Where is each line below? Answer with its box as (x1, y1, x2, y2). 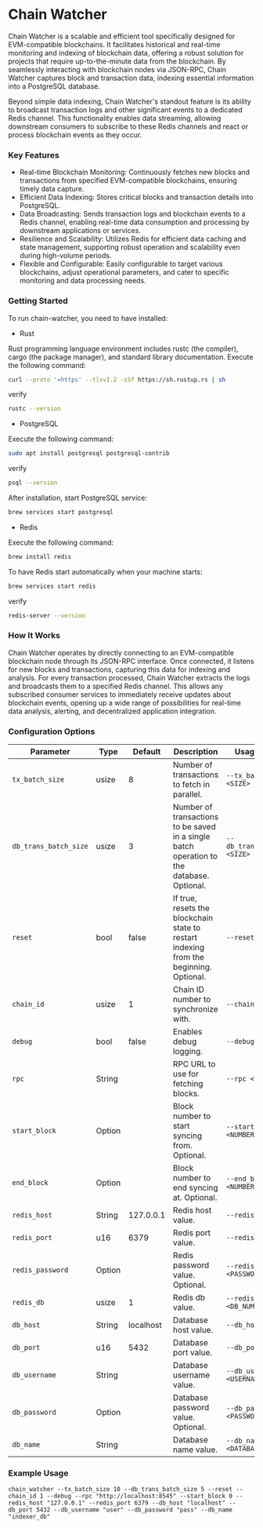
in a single (172, 831, 211, 842)
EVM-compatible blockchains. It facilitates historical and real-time (8, 39, 221, 49)
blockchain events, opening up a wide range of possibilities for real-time (8, 698, 241, 707)
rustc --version (8, 405, 61, 413)
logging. (172, 1046, 204, 1057)
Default (132, 746, 161, 757)
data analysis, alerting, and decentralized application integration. (8, 706, 217, 716)
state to (172, 922, 201, 933)
